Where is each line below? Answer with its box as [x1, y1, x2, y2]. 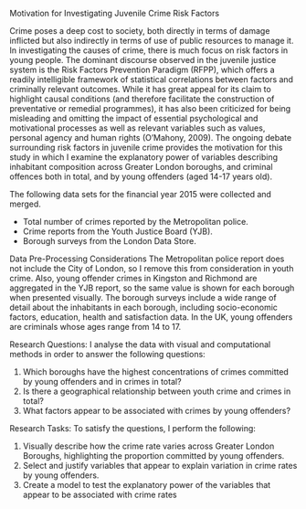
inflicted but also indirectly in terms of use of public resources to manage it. [9, 36, 294, 46]
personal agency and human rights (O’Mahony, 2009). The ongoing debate [9, 133, 292, 143]
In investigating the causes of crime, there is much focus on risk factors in [9, 45, 289, 56]
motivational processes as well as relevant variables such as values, [9, 122, 266, 133]
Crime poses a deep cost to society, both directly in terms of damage [9, 26, 270, 36]
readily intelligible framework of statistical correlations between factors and [9, 74, 294, 85]
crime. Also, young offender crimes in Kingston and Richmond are [9, 273, 258, 283]
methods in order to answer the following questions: [9, 349, 206, 359]
